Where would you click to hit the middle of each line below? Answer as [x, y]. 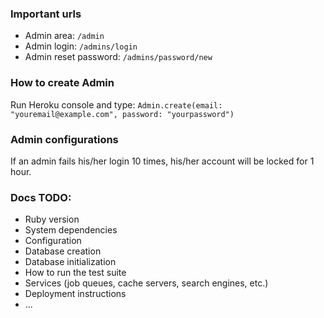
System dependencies [71, 230]
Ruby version [52, 219]
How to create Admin [62, 83]
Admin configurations [64, 139]
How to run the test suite [75, 273]
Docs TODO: [41, 197]
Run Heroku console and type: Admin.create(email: [116, 104]
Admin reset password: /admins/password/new [118, 57]
